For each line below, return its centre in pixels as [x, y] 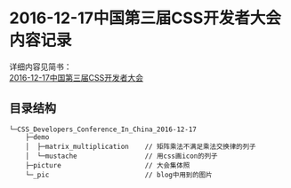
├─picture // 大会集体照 [108, 165]
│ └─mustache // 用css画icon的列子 [121, 156]
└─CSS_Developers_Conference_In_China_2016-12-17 [103, 129]
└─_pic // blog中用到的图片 [119, 175]
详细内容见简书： [40, 67]
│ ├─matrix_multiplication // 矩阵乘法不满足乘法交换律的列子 [141, 146]
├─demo [37, 137]
